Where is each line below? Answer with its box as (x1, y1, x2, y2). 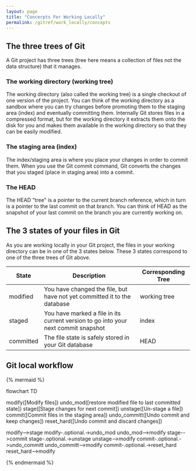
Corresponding (142, 268, 185, 276)
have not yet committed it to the (44, 292, 131, 301)
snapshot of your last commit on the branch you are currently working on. (6, 209, 184, 216)
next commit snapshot (44, 323, 105, 332)
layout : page (6, 8, 38, 15)
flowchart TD (6, 387, 38, 394)
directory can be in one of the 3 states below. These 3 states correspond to (6, 247, 188, 255)
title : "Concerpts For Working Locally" (6, 14, 106, 20)
